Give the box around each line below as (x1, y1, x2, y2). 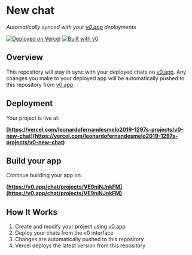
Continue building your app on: (6, 172, 83, 179)
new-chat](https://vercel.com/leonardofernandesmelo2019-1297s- (6, 132, 178, 139)
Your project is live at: (6, 114, 60, 122)
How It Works (6, 207, 58, 217)
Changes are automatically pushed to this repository (14, 236, 144, 243)
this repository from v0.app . (6, 81, 75, 88)
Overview (6, 52, 44, 63)
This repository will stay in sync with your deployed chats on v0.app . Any (6, 68, 187, 75)
